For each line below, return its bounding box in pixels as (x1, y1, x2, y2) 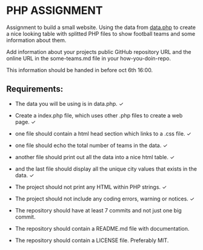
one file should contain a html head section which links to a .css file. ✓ (15, 130, 192, 137)
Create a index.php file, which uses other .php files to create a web (15, 111, 183, 119)
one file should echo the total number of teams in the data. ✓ (15, 142, 168, 149)
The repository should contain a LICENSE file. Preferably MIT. (15, 237, 169, 244)
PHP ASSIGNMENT (6, 4, 103, 18)
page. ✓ (15, 118, 36, 125)
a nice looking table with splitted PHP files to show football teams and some (6, 30, 196, 37)
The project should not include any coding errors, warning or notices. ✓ (15, 195, 195, 202)
